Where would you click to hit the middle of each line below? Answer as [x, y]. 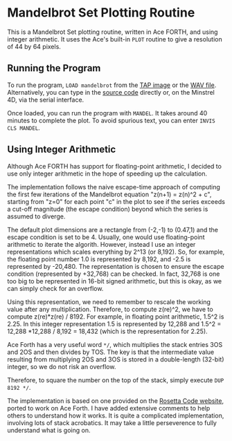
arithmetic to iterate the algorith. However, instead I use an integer [101, 244]
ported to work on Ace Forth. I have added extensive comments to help [109, 408]
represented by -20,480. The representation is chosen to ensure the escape [116, 266]
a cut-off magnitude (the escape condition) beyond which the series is [108, 209]
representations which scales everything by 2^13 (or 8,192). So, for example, [116, 252]
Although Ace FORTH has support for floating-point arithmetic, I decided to [114, 166]
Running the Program [54, 68]
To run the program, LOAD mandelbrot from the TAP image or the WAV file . [112, 85]
